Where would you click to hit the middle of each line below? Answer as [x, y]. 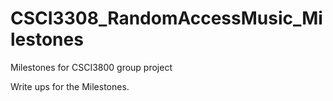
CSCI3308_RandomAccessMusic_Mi [166, 18]
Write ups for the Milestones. [70, 86]
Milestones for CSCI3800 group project [91, 67]
